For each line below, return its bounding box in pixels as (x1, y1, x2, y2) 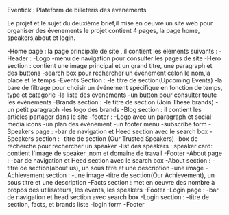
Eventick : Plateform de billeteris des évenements (7, 6, 147, 14)
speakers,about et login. (7, 34, 75, 42)
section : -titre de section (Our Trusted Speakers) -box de (35, 135, 198, 143)
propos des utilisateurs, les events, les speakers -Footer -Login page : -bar (7, 185, 219, 194)
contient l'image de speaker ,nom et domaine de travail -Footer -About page (7, 149, 223, 157)
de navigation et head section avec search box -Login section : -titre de (7, 193, 209, 201)
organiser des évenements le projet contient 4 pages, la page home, (7, 27, 200, 34)
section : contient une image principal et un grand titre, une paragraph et (7, 62, 213, 69)
